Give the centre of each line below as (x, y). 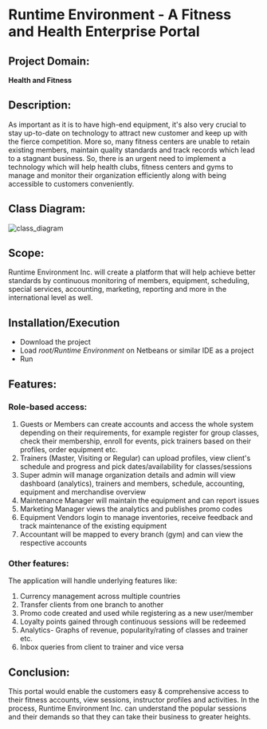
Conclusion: (39, 672)
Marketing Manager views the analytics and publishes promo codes (131, 509)
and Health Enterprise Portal (104, 32)
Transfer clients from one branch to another (92, 605)
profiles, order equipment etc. (69, 449)
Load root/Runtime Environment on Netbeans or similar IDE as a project (137, 351)
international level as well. (51, 298)
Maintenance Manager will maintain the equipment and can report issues (139, 500)
